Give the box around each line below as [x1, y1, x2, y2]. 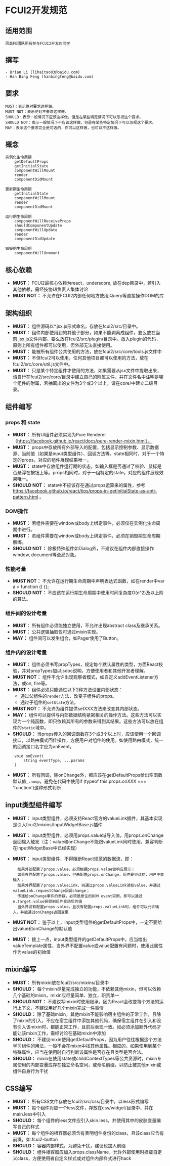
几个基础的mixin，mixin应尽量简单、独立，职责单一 [12, 992, 119, 998]
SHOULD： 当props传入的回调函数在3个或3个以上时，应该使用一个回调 [12, 731, 161, 737]
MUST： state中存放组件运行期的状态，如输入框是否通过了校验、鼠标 [12, 463, 157, 469]
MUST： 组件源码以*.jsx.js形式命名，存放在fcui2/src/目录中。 [12, 323, 141, 329]
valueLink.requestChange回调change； [12, 888, 90, 893]
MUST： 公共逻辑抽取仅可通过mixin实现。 [12, 629, 101, 635]
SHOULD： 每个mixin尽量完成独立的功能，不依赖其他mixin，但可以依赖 [12, 985, 161, 992]
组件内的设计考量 [5, 649, 47, 656]
